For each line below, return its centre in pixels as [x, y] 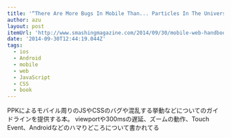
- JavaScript [32, 77]
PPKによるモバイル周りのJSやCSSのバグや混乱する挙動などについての [107, 111]
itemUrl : [20, 33]
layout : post [26, 26]
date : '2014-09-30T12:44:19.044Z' [57, 39]
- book [23, 90]
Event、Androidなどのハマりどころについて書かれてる [83, 128]
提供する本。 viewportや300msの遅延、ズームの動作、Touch [123, 119]
